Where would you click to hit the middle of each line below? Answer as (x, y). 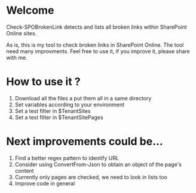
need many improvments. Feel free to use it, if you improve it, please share (98, 51)
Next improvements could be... (85, 142)
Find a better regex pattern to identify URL (67, 158)
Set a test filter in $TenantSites (53, 111)
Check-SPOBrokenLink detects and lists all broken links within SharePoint (97, 27)
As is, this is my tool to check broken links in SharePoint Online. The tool (95, 45)
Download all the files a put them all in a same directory (83, 98)
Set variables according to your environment (69, 105)
